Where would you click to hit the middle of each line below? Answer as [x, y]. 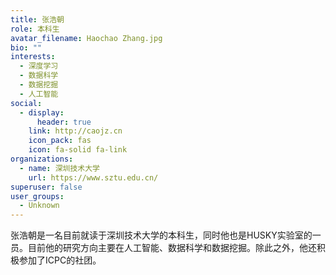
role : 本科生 [35, 29]
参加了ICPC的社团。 [60, 260]
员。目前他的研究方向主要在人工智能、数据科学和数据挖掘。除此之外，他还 [163, 248]
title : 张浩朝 [37, 19]
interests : [33, 57]
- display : [42, 112]
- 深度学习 [39, 66]
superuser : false [46, 187]
